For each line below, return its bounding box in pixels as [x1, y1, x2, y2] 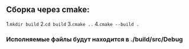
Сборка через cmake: [6, 5, 90, 15]
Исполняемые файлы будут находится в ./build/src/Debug [6, 35, 183, 43]
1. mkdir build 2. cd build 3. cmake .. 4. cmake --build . [6, 20, 139, 27]
